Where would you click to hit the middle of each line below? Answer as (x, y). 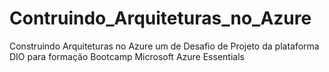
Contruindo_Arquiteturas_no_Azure (160, 18)
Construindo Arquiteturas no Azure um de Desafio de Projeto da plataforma (164, 46)
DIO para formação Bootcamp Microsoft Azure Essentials (127, 56)
